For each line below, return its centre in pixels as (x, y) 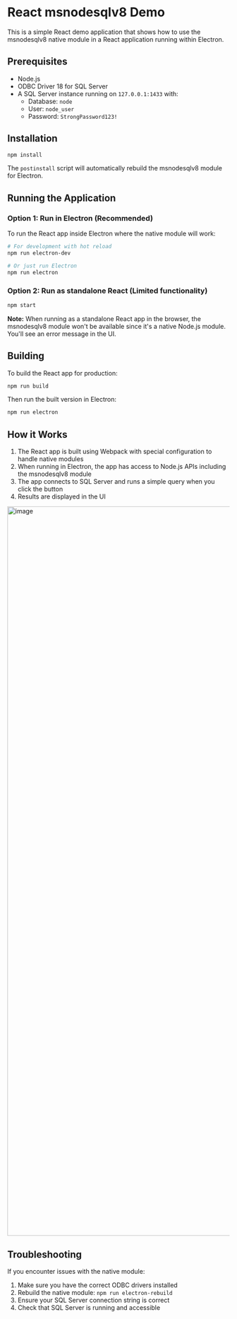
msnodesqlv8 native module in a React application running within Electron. (116, 39)
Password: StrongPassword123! (73, 116)
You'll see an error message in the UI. (62, 334)
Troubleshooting (45, 1254)
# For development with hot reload (60, 247)
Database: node (50, 101)
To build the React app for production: (62, 373)
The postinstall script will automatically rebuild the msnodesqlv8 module (115, 168)
